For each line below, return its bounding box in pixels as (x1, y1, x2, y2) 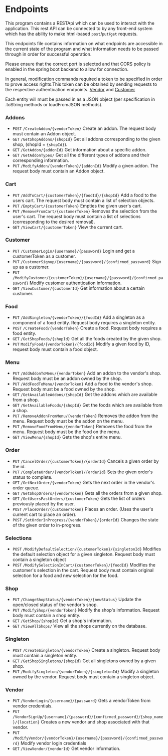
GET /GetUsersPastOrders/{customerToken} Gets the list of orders (12, 495, 145, 501)
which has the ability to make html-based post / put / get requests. (5, 31, 138, 37)
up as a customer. (12, 264, 50, 270)
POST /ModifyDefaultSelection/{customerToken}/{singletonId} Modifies (12, 546, 161, 552)
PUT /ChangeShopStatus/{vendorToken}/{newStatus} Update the (12, 597, 141, 603)
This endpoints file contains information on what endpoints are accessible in (5, 40, 163, 46)
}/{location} (12, 719, 40, 725)
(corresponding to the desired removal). (12, 219, 95, 225)
